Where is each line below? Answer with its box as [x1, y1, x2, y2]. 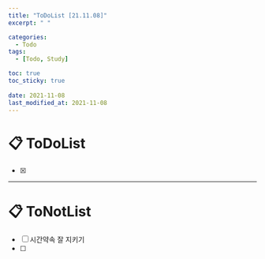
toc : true [8, 69, 41, 77]
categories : [8, 33, 47, 41]
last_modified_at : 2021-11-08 [8, 99, 108, 107]
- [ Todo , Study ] [15, 55, 69, 63]
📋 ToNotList [8, 202, 91, 220]
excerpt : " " [8, 19, 51, 27]
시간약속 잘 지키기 [29, 235, 85, 245]
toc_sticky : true [8, 77, 65, 84]
